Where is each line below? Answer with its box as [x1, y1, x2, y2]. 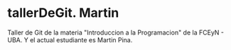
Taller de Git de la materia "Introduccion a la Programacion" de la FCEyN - [7, 28, 224, 37]
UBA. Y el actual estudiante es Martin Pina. [7, 35, 133, 44]
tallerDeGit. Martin [7, 5, 119, 21]
